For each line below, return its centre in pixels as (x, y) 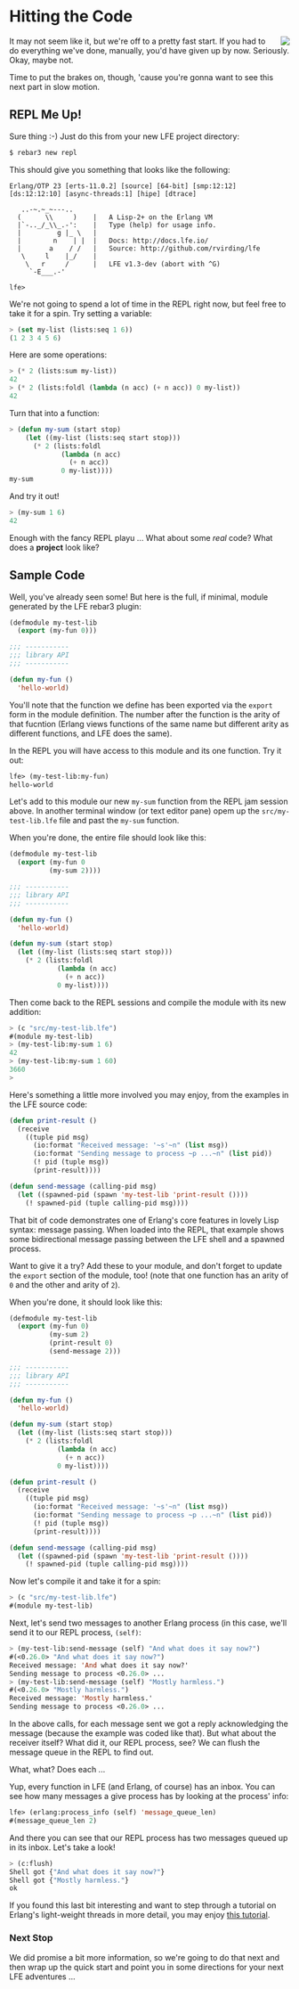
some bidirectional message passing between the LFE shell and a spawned (147, 1239)
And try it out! (34, 496)
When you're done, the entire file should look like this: (108, 838)
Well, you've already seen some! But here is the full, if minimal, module (139, 597)
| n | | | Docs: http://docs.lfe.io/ (113, 241)
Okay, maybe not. (41, 60)
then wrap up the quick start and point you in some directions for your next (147, 1967)
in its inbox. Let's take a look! (62, 1847)
